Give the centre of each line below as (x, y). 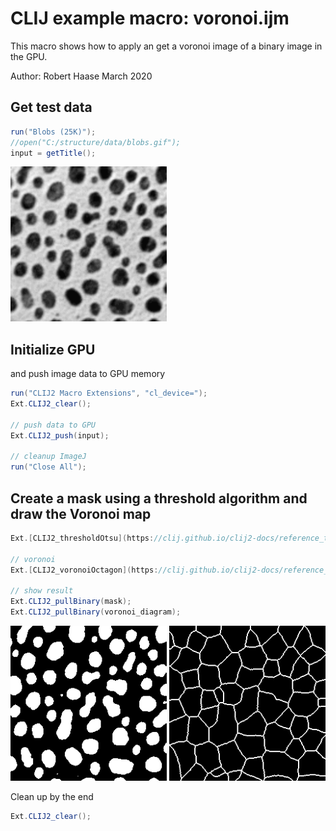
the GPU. (29, 56)
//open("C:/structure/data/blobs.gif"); (96, 142)
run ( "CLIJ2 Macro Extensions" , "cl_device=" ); (109, 393)
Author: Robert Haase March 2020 (81, 76)
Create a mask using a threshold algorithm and (159, 498)
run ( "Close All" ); (48, 467)
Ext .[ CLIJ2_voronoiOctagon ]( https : (84, 570)
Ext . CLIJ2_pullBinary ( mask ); (71, 602)
